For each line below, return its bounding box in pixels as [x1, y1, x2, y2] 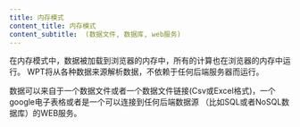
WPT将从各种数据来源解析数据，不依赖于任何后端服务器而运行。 [26, 66, 264, 77]
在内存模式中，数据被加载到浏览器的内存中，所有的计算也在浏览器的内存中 [9, 55, 283, 66]
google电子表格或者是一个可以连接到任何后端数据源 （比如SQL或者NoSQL [9, 97, 282, 107]
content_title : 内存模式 [9, 21, 96, 30]
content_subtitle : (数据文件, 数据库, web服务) [9, 30, 181, 38]
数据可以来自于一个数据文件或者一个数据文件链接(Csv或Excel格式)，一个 [9, 86, 276, 97]
